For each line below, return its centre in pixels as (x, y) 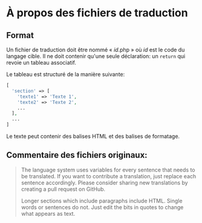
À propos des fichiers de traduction (97, 13)
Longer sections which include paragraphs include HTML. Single (102, 201)
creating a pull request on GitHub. (63, 189)
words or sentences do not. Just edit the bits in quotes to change (102, 207)
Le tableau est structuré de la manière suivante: (66, 74)
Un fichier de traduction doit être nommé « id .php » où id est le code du (96, 50)
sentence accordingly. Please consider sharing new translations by (105, 183)
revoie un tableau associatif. (41, 63)
